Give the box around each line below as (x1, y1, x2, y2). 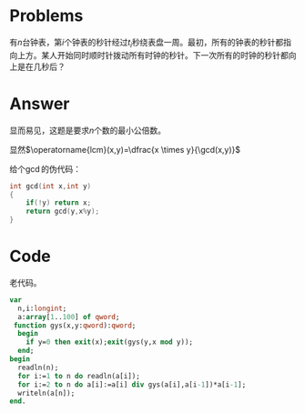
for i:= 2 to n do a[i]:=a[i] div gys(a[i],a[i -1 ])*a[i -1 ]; (17, 379, 247, 389)
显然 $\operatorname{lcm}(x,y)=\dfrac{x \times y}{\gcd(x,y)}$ (9, 144, 241, 155)
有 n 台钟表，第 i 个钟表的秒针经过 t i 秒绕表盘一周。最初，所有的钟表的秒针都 (9, 36, 284, 50)
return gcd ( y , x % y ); (25, 206, 100, 217)
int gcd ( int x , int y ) (9, 181, 92, 191)
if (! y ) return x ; (25, 198, 92, 207)
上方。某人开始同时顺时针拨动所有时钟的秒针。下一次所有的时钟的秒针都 (16, 49, 289, 60)
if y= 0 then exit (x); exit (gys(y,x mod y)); (25, 337, 194, 347)
